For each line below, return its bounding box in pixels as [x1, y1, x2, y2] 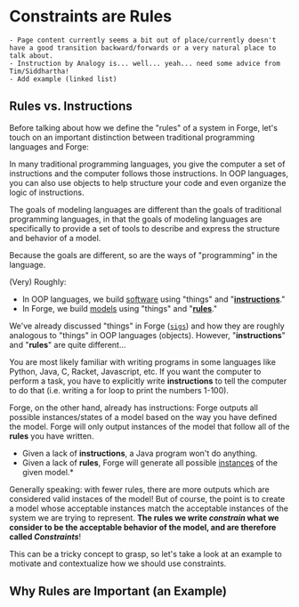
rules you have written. [9, 430, 94, 441]
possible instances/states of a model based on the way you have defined [9, 411, 278, 422]
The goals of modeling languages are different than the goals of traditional [9, 204, 282, 214]
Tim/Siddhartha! [9, 67, 69, 76]
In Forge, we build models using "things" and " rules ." [21, 303, 218, 313]
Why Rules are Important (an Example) [9, 584, 227, 599]
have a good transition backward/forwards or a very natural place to [9, 43, 277, 53]
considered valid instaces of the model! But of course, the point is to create [9, 493, 286, 504]
